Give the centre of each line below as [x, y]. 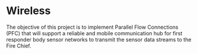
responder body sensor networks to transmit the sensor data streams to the [99, 39]
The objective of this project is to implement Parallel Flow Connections [92, 27]
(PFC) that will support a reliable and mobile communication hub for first [94, 33]
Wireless [28, 11]
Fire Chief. [19, 46]
